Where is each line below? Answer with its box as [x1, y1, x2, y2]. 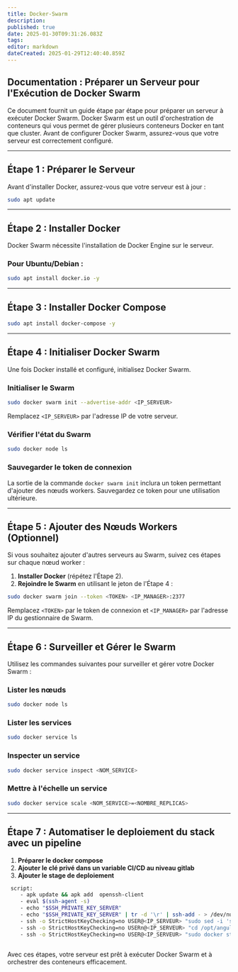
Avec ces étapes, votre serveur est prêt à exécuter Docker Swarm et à [7, 950, 212, 959]
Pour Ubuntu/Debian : [7, 259, 84, 269]
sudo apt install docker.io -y [7, 275, 100, 282]
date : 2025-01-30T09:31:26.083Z [7, 30, 103, 38]
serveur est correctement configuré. [7, 136, 113, 145]
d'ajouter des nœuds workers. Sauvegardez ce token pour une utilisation [7, 486, 220, 495]
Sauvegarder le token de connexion [7, 463, 132, 473]
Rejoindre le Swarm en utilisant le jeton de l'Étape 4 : [17, 580, 174, 588]
